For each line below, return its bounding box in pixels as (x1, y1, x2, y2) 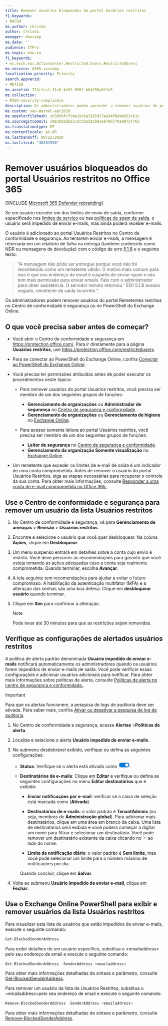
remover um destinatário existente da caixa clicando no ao (27, 835, 153, 841)
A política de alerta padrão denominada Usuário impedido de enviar (5, 655, 146, 661)
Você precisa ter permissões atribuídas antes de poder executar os (12, 371, 151, 378)
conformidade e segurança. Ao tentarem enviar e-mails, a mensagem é (5, 235, 152, 241)
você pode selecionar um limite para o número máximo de (27, 855, 147, 861)
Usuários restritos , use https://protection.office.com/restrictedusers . (12, 347, 155, 353)
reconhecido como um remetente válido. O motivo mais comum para (17, 266, 159, 272)
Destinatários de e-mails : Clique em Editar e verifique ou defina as (19, 773, 159, 779)
